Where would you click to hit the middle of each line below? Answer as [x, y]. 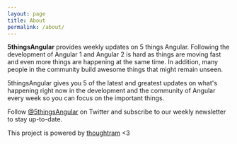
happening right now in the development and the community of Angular [111, 91]
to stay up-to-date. [35, 119]
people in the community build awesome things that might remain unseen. [115, 70]
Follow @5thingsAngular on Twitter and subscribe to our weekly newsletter [117, 112]
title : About [27, 20]
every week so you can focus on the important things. [86, 98]
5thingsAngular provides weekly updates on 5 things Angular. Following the [118, 47]
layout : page [27, 14]
